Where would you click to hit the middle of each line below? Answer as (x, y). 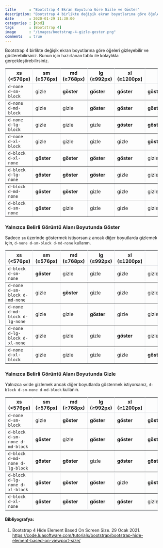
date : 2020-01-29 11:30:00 (40, 18)
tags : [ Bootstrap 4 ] (33, 28)
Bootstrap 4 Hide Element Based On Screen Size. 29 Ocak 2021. (76, 530)
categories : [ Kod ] (25, 23)
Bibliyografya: (20, 519)
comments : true (24, 37)
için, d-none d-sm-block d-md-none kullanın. (48, 243)
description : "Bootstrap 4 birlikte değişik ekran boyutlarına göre (76, 14)
